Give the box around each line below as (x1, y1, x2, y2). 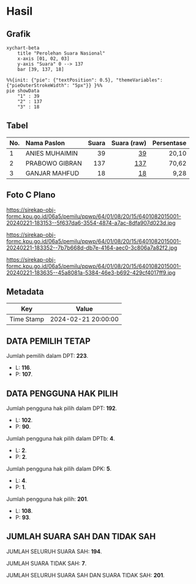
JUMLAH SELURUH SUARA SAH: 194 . (6, 547, 102, 555)
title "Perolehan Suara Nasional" (17, 50, 105, 56)
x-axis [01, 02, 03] (17, 56, 70, 62)
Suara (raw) (111, 138, 147, 147)
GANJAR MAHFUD (25, 169, 80, 177)
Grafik (6, 29, 31, 39)
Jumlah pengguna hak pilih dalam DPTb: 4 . (6, 435, 115, 442)
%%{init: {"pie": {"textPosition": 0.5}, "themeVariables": (6, 77, 164, 83)
